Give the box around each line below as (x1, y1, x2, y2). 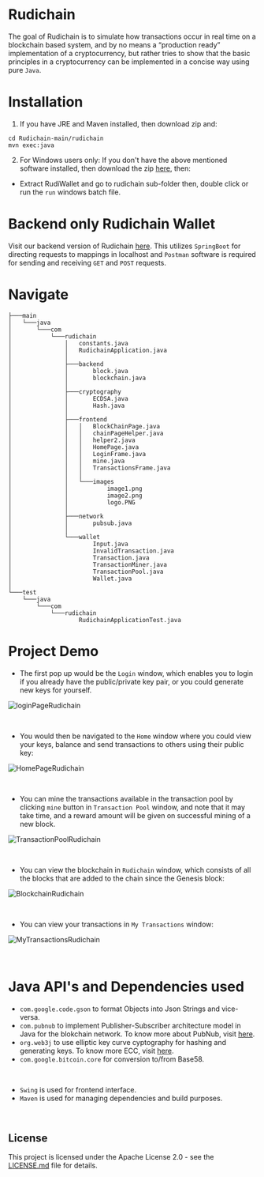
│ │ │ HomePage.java (8, 443, 139, 451)
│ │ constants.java (8, 339, 128, 347)
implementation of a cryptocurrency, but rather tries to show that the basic (8, 48, 251, 58)
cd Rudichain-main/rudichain (8, 134, 104, 142)
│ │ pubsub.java (8, 519, 132, 527)
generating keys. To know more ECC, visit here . (19, 1046, 175, 1055)
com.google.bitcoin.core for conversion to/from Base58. (19, 1054, 205, 1064)
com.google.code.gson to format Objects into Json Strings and (19, 1004, 221, 1013)
